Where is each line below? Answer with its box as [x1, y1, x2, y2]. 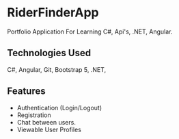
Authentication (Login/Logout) [16, 103, 102, 112]
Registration [16, 111, 51, 119]
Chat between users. [16, 118, 77, 126]
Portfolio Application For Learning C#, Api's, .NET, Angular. [7, 27, 173, 36]
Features [7, 86, 46, 97]
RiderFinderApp [7, 5, 99, 21]
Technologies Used [7, 47, 91, 59]
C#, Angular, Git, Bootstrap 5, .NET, [7, 65, 107, 73]
